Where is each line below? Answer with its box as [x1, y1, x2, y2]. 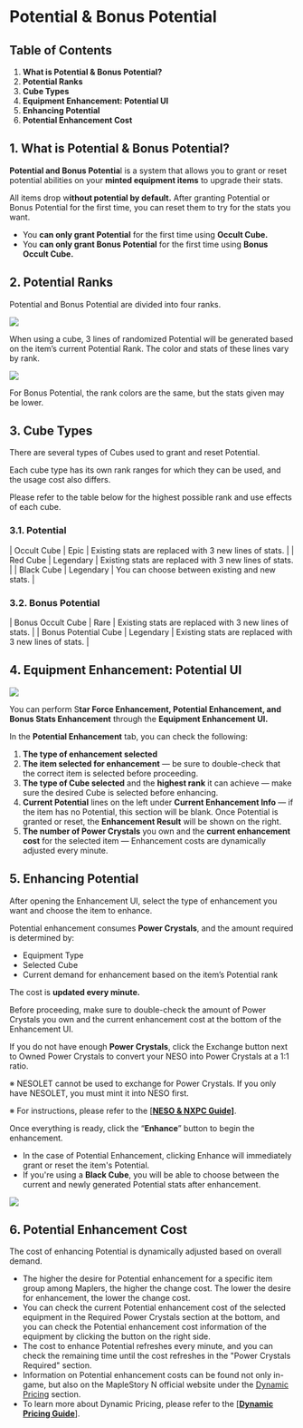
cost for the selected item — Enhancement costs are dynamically [22, 835, 267, 846]
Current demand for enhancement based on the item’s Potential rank [22, 969, 279, 980]
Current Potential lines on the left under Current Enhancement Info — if [22, 797, 294, 807]
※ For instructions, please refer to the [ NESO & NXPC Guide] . [9, 1105, 237, 1116]
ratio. [9, 1060, 29, 1071]
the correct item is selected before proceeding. [22, 768, 199, 778]
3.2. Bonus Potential [9, 596, 100, 609]
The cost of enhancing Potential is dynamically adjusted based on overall [9, 1246, 282, 1257]
